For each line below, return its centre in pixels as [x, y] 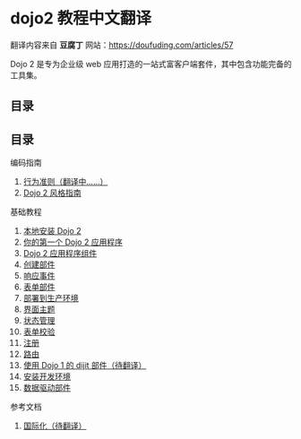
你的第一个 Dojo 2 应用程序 [73, 242]
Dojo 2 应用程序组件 [60, 254]
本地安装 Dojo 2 [52, 231]
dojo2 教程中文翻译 [81, 18]
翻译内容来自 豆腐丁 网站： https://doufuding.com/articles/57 [122, 45]
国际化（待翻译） [55, 426]
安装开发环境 [47, 376]
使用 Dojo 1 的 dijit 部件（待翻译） [85, 366]
